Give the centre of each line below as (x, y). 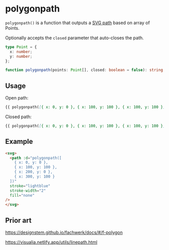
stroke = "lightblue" (30, 186)
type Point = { (21, 47)
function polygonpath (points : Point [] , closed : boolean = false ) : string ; (85, 70)
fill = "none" (22, 195)
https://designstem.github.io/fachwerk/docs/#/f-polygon (64, 232)
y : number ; (21, 56)
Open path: (17, 98)
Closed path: (18, 117)
